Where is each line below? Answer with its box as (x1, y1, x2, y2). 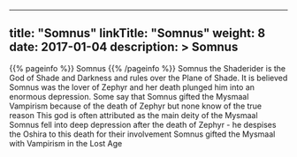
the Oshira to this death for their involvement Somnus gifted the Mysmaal (9, 129, 276, 139)
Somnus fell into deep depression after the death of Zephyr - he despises (9, 119, 277, 130)
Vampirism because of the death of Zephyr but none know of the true (9, 101, 263, 111)
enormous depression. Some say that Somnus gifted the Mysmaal (9, 91, 249, 101)
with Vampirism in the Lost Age (9, 138, 123, 148)
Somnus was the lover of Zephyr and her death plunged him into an (9, 81, 255, 93)
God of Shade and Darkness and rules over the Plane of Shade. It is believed (9, 72, 288, 83)
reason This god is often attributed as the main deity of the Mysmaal (9, 109, 258, 120)
